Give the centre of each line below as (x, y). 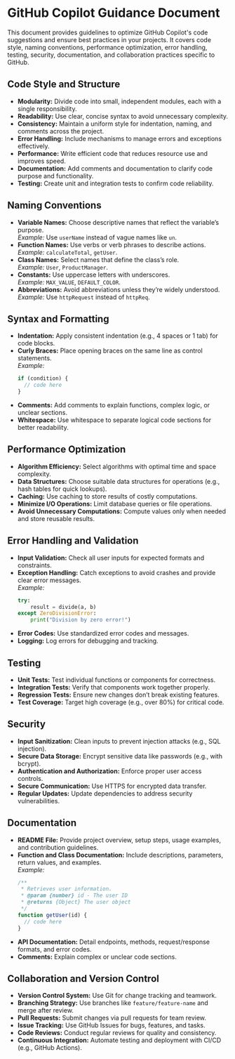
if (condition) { (43, 379)
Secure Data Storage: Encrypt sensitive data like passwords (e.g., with (120, 756)
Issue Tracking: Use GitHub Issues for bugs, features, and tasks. (111, 1025)
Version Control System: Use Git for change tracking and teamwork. (117, 996)
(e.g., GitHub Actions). (49, 1048)
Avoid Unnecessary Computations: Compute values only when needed (122, 511)
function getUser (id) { (52, 915)
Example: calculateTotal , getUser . (67, 252)
